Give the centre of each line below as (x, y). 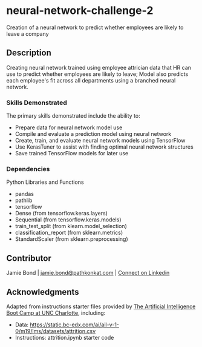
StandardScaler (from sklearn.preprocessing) (71, 239)
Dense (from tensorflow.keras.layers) (61, 214)
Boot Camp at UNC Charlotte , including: (56, 312)
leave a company (28, 33)
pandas (24, 194)
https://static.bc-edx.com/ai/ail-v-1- (75, 325)
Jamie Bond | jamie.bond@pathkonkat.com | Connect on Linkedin (88, 273)
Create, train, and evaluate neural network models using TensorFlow (100, 141)
